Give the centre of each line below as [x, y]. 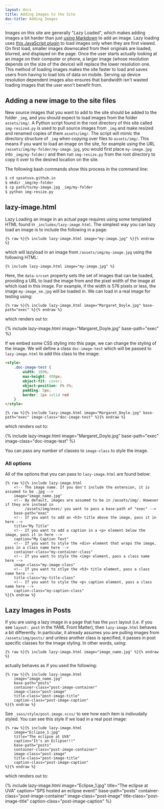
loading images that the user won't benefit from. [54, 85]
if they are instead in [29, 505]
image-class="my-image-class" [45, 565]
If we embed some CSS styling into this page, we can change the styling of [81, 343]
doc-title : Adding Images [31, 19]
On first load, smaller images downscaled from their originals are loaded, [78, 49]
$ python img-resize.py [29, 192]
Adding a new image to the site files [61, 101]
